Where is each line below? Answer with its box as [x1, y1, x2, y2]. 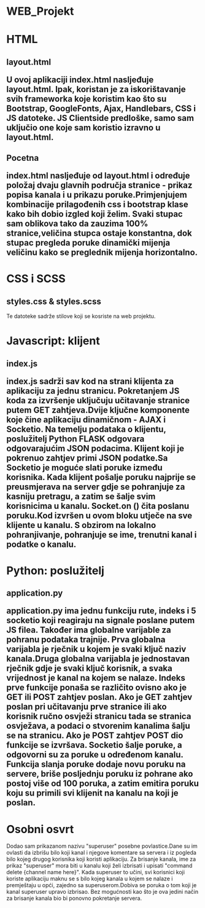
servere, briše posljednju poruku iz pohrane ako [6, 769, 193, 779]
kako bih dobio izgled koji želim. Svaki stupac [6, 209, 183, 219]
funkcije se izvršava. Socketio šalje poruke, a [6, 740, 182, 750]
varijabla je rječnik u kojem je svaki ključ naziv [6, 644, 187, 654]
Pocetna [6, 153, 39, 163]
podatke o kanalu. [6, 539, 77, 549]
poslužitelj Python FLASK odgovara [6, 433, 145, 444]
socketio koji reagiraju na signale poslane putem [6, 615, 195, 626]
